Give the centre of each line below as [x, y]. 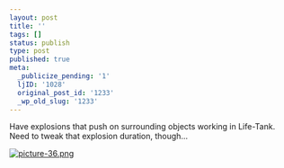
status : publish [40, 43]
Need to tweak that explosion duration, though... [99, 137]
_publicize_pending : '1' [64, 76]
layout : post [34, 18]
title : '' [28, 26]
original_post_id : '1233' [66, 93]
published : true [40, 59]
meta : [19, 68]
